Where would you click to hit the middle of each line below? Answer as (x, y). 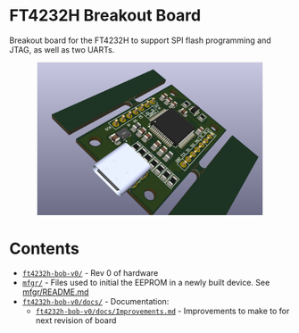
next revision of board (76, 321)
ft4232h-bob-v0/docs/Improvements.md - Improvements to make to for (162, 311)
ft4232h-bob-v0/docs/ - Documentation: (96, 302)
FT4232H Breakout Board (105, 16)
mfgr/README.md (55, 292)
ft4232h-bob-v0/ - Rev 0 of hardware (90, 273)
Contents (45, 249)
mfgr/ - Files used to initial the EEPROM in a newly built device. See (146, 283)
